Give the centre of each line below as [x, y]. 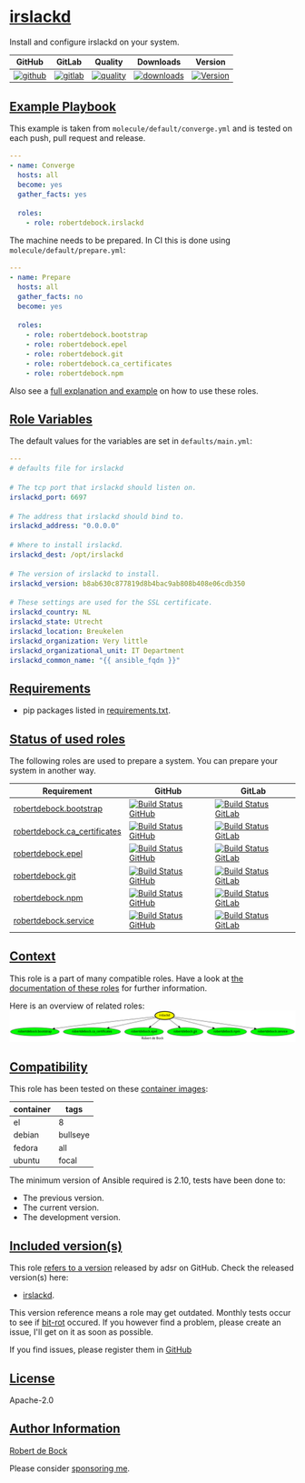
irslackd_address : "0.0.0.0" [64, 526]
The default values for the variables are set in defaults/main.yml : [131, 441]
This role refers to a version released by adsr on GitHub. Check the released [152, 1268]
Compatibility [49, 1067]
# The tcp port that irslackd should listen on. [103, 487]
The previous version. [63, 1198]
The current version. [61, 1207]
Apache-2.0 [32, 1400]
